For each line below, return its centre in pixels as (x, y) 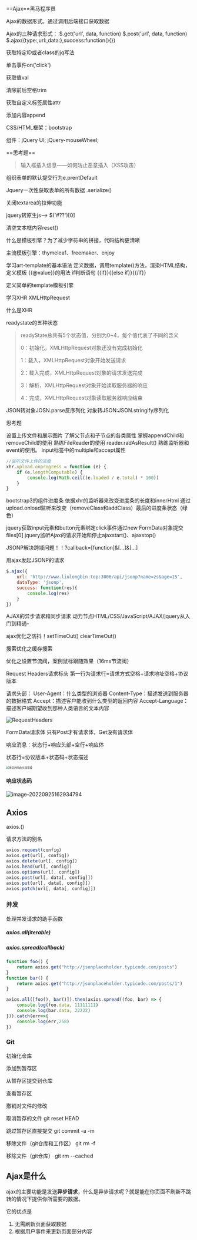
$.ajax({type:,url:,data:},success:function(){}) (61, 40)
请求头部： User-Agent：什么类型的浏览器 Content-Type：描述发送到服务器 (98, 693)
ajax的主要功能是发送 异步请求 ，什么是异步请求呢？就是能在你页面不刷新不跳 (98, 1191)
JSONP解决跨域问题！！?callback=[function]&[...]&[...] (72, 548)
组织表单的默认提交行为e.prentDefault (52, 178)
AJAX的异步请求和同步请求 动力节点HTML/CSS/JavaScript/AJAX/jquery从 (96, 616)
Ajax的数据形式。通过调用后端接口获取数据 (58, 21)
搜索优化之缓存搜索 (29, 649)
